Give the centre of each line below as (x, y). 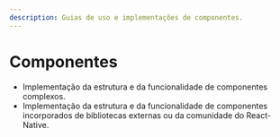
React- (259, 115)
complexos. (44, 96)
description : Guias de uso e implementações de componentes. (126, 17)
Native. (36, 124)
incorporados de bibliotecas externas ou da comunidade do (133, 115)
